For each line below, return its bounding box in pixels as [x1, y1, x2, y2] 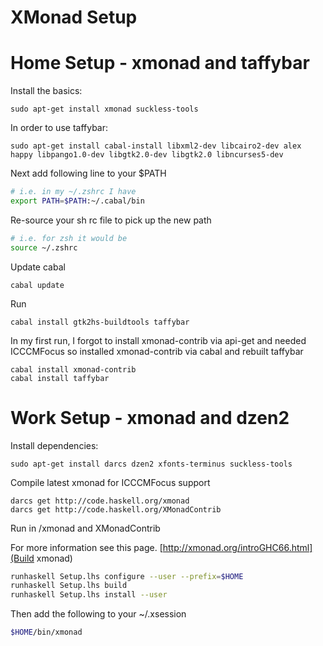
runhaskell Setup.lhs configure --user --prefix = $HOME [10, 571, 244, 581]
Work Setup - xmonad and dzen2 [10, 406, 290, 429]
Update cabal [10, 261, 66, 273]
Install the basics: [10, 85, 83, 97]
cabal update [10, 280, 65, 290]
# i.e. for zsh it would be [10, 233, 128, 243]
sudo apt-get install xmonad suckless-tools [10, 104, 199, 115]
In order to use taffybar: [10, 122, 109, 134]
